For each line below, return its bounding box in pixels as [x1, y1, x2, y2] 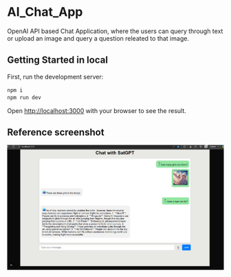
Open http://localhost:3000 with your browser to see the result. [7, 106, 187, 114]
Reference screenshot [7, 126, 104, 138]
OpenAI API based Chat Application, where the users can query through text [7, 27, 223, 35]
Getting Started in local [7, 54, 109, 66]
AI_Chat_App [7, 4, 83, 20]
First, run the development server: [7, 72, 104, 81]
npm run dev [7, 94, 41, 101]
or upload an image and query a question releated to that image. [7, 34, 189, 42]
